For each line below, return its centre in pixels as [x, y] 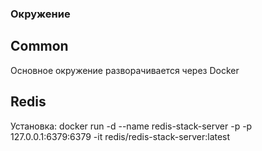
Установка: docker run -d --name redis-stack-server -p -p [131, 126]
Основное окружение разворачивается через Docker [125, 70]
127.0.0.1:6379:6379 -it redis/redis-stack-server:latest [120, 136]
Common [39, 46]
